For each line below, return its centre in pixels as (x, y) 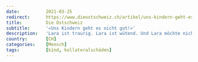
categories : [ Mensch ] (37, 45)
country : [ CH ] (32, 39)
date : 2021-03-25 (39, 12)
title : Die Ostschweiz (44, 22)
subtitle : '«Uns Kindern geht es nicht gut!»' (71, 28)
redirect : (18, 17)
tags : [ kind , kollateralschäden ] (59, 50)
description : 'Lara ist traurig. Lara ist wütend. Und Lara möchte (93, 34)
